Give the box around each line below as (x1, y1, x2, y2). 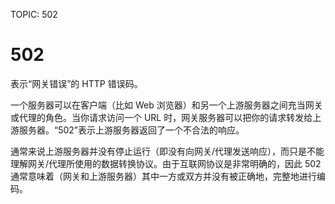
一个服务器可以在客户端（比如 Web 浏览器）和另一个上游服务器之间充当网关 (10, 99, 323, 111)
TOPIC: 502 (10, 9, 58, 20)
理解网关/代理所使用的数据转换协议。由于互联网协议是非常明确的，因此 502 (10, 157, 322, 169)
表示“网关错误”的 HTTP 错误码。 (10, 77, 143, 89)
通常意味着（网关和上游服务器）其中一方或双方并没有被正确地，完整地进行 (10, 170, 317, 182)
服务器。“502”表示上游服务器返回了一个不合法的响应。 (18, 124, 245, 136)
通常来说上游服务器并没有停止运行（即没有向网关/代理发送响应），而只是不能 (10, 145, 325, 157)
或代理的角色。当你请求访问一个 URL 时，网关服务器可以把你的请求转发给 (10, 111, 313, 123)
